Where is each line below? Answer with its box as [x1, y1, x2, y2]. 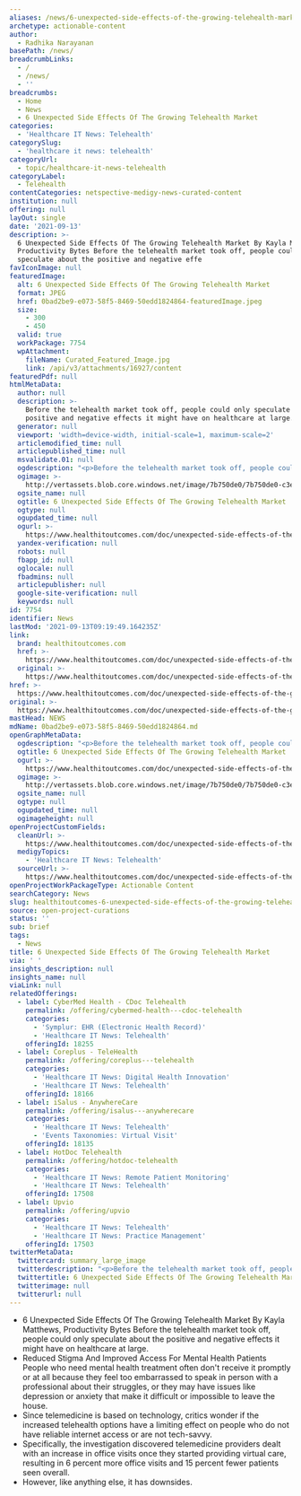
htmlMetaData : [9, 381, 63, 389]
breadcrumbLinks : [9, 55, 74, 64]
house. [21, 1400, 48, 1411]
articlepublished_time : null [17, 447, 126, 456]
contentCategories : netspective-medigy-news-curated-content [9, 188, 243, 197]
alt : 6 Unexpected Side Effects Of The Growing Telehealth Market [17, 280, 271, 289]
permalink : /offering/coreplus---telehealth [25, 1056, 194, 1065]
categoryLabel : [9, 171, 66, 180]
